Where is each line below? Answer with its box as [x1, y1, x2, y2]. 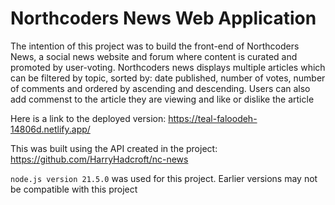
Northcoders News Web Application [10, 7, 317, 30]
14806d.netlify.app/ [10, 123, 91, 135]
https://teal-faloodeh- [168, 112, 258, 124]
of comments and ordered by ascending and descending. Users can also [10, 82, 311, 94]
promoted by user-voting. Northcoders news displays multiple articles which [10, 61, 326, 73]
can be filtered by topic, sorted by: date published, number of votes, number [10, 72, 326, 84]
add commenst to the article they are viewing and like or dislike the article [10, 93, 315, 105]
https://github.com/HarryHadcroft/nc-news [10, 153, 189, 165]
